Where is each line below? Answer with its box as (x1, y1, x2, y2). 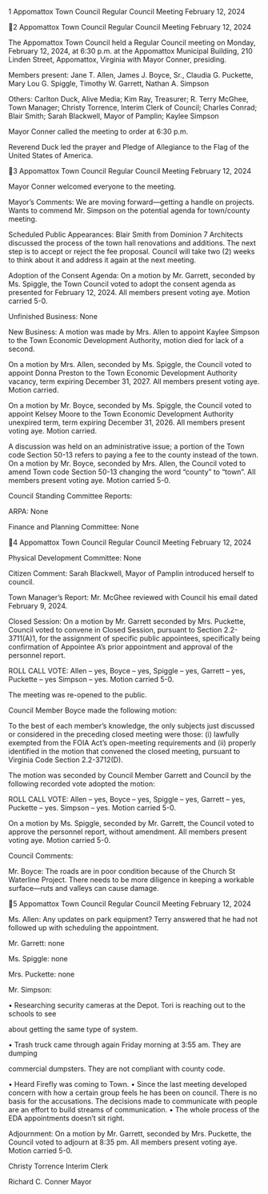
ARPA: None (8, 507, 49, 516)
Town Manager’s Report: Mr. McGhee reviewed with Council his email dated (8, 593, 258, 602)
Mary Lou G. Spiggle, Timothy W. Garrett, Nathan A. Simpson (8, 79, 210, 88)
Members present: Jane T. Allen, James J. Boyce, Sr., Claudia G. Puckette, (8, 70, 254, 79)
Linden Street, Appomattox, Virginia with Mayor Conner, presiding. (8, 55, 226, 64)
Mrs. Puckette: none (8, 969, 75, 979)
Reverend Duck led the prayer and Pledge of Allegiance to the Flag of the (8, 142, 250, 151)
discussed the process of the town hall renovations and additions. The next (8, 238, 256, 247)
